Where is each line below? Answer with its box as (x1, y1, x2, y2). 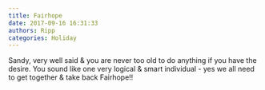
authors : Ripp (8, 26, 56, 34)
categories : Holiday (8, 33, 78, 42)
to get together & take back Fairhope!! (8, 72, 134, 82)
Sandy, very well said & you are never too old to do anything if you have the (8, 56, 258, 65)
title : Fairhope (8, 11, 62, 20)
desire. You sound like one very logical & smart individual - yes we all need (8, 65, 255, 74)
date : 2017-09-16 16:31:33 (8, 19, 98, 27)
